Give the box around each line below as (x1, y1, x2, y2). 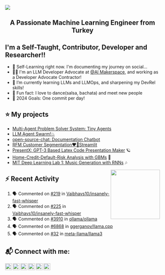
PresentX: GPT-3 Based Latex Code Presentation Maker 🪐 (12, 147, 131, 153)
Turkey (71, 26, 94, 34)
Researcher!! (5, 51, 46, 59)
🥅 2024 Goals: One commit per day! (12, 95, 85, 101)
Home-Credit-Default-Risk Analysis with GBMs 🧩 (12, 154, 111, 160)
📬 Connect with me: (5, 247, 70, 256)
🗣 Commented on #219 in (12, 190, 65, 197)
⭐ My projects (5, 110, 49, 118)
